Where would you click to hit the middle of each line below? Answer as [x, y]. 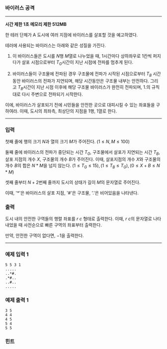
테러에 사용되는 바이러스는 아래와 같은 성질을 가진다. [55, 45]
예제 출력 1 [17, 300]
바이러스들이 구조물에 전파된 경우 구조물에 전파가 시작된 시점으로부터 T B [82, 74]
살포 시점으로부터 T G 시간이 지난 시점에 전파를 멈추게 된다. [77, 63]
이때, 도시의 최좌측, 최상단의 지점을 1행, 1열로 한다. [68, 111]
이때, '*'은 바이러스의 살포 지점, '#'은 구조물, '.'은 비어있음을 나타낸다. [72, 193]
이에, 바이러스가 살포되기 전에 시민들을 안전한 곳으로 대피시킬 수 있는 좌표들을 [80, 105]
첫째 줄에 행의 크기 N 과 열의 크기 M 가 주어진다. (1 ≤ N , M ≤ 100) [68, 141]
